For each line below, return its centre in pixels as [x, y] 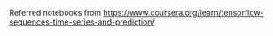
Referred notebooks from [55, 13]
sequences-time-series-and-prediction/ [82, 22]
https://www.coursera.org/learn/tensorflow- [183, 13]
